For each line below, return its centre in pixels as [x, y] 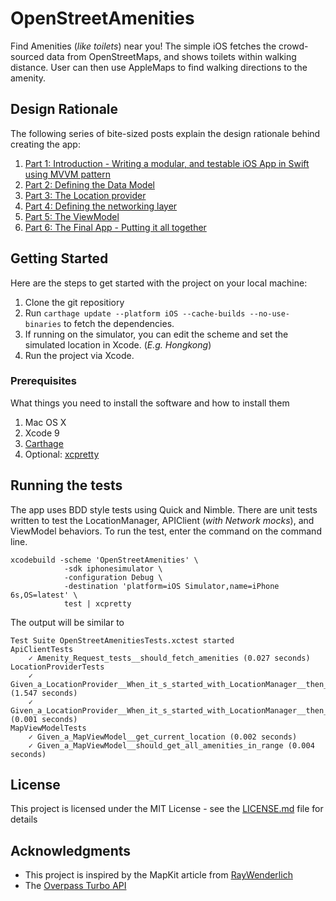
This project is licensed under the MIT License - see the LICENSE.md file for [167, 809]
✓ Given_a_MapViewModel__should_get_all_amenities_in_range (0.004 [171, 745]
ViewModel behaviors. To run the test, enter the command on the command [166, 531]
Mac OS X [45, 422]
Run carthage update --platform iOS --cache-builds [135, 313]
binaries [43, 324]
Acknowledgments [71, 850]
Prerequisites [43, 381]
